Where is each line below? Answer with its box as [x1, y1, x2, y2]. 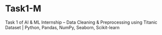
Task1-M [5, 3, 42, 14]
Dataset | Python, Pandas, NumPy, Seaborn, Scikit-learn [5, 24, 120, 30]
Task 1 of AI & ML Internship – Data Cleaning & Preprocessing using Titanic [5, 19, 158, 25]
